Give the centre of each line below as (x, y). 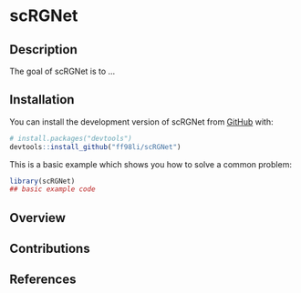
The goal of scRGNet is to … (62, 71)
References (43, 280)
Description (43, 50)
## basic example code (52, 189)
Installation (42, 100)
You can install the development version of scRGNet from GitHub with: (141, 121)
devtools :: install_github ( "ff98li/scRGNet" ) (95, 146)
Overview (38, 218)
